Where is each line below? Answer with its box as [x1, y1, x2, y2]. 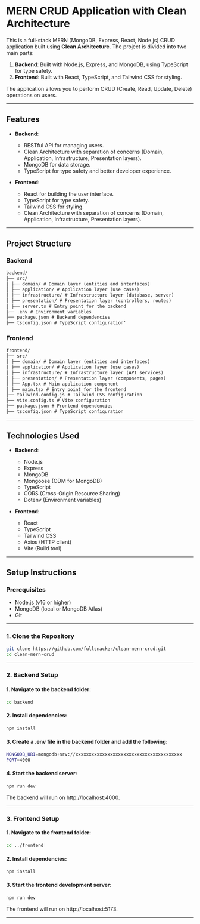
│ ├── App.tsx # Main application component [6, 381, 118, 387]
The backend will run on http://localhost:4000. [6, 794, 120, 801]
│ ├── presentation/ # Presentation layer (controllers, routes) [6, 297, 171, 304]
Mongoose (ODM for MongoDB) [23, 477, 102, 484]
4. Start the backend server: [6, 770, 77, 777]
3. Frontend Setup [6, 814, 60, 823]
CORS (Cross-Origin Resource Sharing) [23, 489, 121, 497]
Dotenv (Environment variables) [23, 496, 102, 503]
